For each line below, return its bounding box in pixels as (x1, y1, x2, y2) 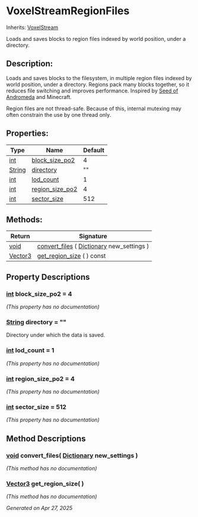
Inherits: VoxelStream (6, 24, 59, 31)
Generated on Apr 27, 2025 (6, 505, 73, 512)
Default (82, 146, 105, 154)
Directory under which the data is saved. (6, 331, 106, 339)
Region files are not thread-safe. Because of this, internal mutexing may (6, 105, 182, 112)
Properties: (6, 129, 49, 139)
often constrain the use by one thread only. (6, 111, 111, 118)
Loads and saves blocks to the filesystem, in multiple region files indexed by (6, 74, 192, 81)
